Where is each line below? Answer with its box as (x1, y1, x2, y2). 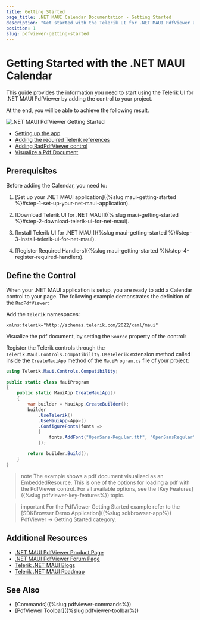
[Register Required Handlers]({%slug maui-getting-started (14, 247, 159, 254)
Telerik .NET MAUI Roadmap (14, 568, 85, 575)
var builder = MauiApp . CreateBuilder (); (27, 401, 129, 407)
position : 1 (6, 25, 36, 32)
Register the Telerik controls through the (6, 344, 105, 351)
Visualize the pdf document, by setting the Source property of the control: (6, 332, 186, 339)
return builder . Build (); (27, 451, 89, 457)
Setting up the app (14, 130, 61, 137)
